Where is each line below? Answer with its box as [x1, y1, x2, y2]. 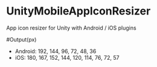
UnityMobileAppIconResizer [6, 4, 151, 18]
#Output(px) [6, 36, 37, 43]
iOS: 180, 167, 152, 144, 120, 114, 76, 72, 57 [14, 54, 120, 61]
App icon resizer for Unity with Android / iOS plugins [6, 24, 137, 31]
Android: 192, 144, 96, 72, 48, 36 [14, 47, 97, 55]
